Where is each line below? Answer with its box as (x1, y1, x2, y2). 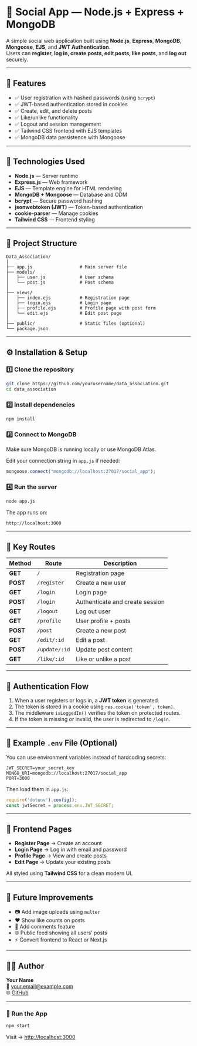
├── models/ (6, 270, 35, 275)
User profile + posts (76, 617, 131, 625)
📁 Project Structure (6, 238, 77, 248)
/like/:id (37, 656, 64, 662)
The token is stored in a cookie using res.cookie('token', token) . (14, 703, 175, 710)
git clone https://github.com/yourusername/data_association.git (6, 381, 169, 387)
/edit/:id (37, 637, 64, 644)
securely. (6, 56, 28, 63)
